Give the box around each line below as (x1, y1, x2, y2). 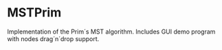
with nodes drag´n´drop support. (7, 34, 100, 42)
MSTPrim (7, 5, 62, 21)
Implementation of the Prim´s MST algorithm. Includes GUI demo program (7, 27, 216, 36)
